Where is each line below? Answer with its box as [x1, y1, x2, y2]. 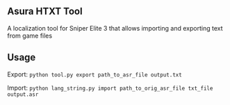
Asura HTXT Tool [7, 6, 83, 17]
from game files [7, 31, 53, 40]
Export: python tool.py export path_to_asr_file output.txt [7, 70, 182, 79]
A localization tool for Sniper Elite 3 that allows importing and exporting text [7, 24, 223, 32]
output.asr [7, 90, 39, 98]
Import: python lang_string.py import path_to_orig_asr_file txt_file [7, 83, 213, 92]
